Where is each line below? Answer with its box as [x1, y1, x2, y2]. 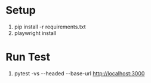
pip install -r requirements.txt [14, 23, 86, 30]
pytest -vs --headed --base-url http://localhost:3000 [14, 69, 145, 77]
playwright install [14, 29, 57, 36]
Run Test [5, 50, 50, 64]
